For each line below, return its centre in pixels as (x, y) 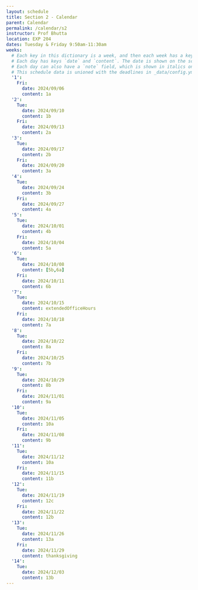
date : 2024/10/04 (43, 242)
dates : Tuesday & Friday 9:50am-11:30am (57, 45)
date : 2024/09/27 (43, 204)
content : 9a (36, 402)
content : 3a (36, 171)
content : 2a (36, 133)
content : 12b (38, 517)
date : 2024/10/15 (43, 303)
